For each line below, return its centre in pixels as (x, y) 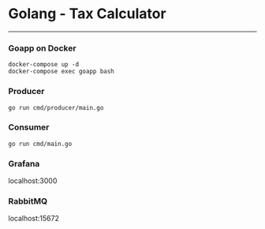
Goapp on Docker (42, 48)
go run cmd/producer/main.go (56, 107)
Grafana (24, 163)
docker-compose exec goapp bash (61, 72)
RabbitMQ (28, 201)
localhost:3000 (33, 181)
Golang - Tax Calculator (88, 14)
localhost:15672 (34, 219)
